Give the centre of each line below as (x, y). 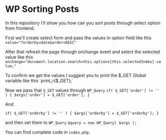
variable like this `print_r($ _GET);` (39, 80)
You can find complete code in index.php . (48, 132)
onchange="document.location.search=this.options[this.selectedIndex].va (83, 62)
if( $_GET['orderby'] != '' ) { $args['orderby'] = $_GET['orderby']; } (82, 113)
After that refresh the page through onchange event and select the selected (83, 52)
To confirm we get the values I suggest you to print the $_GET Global (76, 75)
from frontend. (20, 28)
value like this (19, 57)
